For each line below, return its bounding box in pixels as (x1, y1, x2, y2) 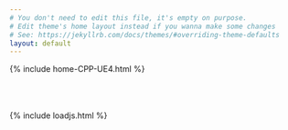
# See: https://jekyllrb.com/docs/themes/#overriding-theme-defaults (9, 30, 281, 39)
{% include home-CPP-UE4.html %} (9, 64, 145, 75)
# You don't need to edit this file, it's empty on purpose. (9, 13, 248, 23)
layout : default (9, 38, 71, 48)
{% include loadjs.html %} (9, 110, 108, 121)
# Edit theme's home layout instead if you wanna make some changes (9, 22, 276, 31)
